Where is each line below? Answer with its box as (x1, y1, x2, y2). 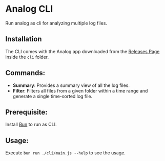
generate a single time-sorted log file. (12, 93, 93, 99)
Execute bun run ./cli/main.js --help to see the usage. (5, 150, 126, 156)
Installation (5, 35, 42, 43)
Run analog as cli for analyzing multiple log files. (5, 20, 108, 26)
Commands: (5, 68, 46, 77)
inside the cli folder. (5, 54, 49, 60)
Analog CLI (5, 3, 53, 15)
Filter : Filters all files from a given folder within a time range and (12, 87, 148, 94)
